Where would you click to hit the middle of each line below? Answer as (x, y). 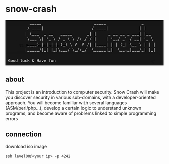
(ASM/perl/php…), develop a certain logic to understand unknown (73, 108)
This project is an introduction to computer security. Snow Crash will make (82, 92)
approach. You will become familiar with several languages (66, 102)
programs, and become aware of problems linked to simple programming (81, 113)
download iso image (26, 146)
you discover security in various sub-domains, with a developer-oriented (80, 97)
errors (12, 118)
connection (23, 135)
